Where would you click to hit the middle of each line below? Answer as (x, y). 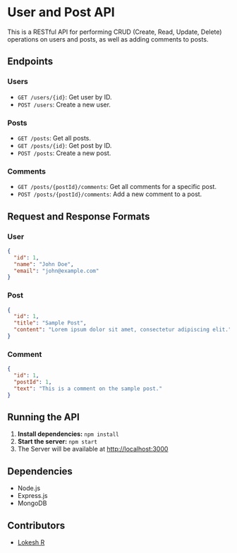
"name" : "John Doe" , (44, 264)
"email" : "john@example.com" (56, 271)
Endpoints (30, 62)
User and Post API (61, 12)
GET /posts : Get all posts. (54, 138)
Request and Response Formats (79, 216)
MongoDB (32, 503)
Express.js (32, 496)
